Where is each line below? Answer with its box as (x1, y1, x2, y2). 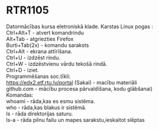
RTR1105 (6, 4, 49, 17)
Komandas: (6, 91, 34, 99)
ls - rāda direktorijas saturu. (6, 110, 74, 117)
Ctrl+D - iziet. (6, 66, 39, 73)
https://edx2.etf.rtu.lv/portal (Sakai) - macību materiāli (6, 79, 137, 86)
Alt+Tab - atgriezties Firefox (6, 35, 74, 42)
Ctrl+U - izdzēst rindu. (6, 54, 61, 61)
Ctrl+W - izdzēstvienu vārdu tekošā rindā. (6, 60, 108, 67)
